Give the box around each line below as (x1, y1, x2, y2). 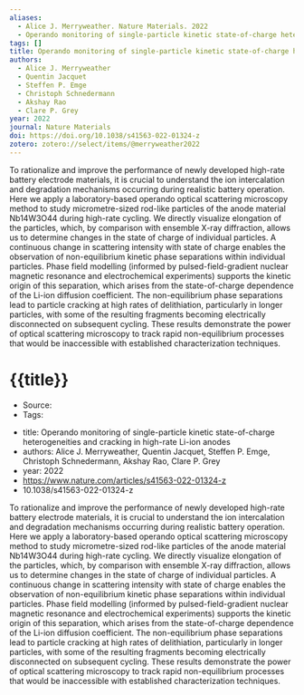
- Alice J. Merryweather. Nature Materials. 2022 (17, 22, 208, 31)
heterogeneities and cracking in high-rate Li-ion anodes (22, 436, 231, 447)
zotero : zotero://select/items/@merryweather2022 (9, 140, 201, 149)
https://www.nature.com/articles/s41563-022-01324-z (22, 475, 226, 486)
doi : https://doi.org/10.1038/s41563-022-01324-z (9, 131, 201, 140)
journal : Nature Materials (9, 123, 111, 132)
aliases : (9, 13, 43, 23)
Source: (22, 400, 52, 410)
